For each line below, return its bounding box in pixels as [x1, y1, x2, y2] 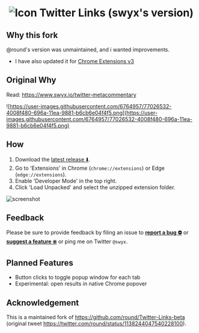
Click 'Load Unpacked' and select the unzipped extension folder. [14, 184, 176, 191]
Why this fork [6, 30, 58, 40]
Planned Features [6, 258, 74, 268]
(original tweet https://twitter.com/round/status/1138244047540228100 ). [6, 320, 186, 328]
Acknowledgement [6, 297, 79, 308]
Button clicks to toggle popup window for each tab [14, 274, 141, 281]
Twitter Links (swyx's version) [39, 6, 194, 20]
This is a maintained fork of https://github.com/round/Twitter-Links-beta [6, 314, 185, 321]
